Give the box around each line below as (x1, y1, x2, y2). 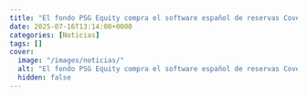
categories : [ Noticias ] (9, 30, 101, 39)
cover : (9, 48, 35, 57)
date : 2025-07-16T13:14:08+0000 (9, 22, 132, 31)
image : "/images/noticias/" (17, 56, 125, 65)
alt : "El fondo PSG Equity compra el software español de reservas (17, 65, 281, 74)
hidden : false (17, 73, 71, 82)
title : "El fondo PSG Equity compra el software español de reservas (9, 13, 281, 23)
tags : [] (9, 38, 43, 48)
